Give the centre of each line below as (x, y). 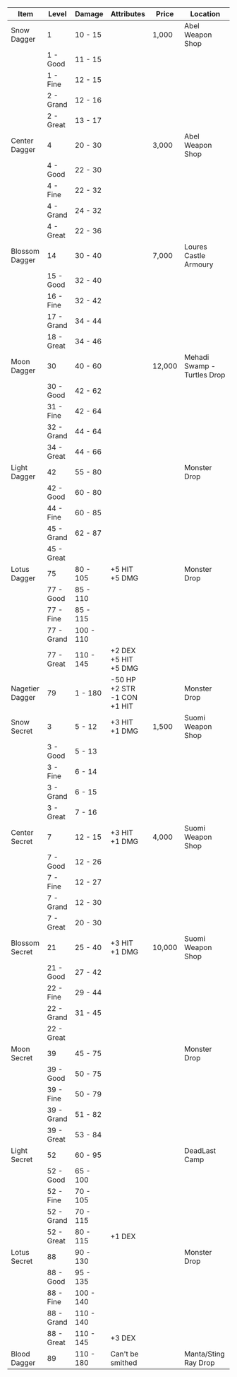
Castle (195, 256)
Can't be (124, 1354)
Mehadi (197, 357)
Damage (89, 14)
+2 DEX (123, 651)
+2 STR (123, 688)
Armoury (199, 264)
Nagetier (25, 688)
